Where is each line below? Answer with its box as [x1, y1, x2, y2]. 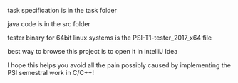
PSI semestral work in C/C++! [7, 69, 95, 77]
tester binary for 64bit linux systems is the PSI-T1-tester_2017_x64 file [7, 33, 212, 42]
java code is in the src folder [7, 20, 90, 28]
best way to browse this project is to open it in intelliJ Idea [7, 48, 178, 55]
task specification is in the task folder [7, 6, 118, 14]
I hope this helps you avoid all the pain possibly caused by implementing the [7, 61, 232, 70]
